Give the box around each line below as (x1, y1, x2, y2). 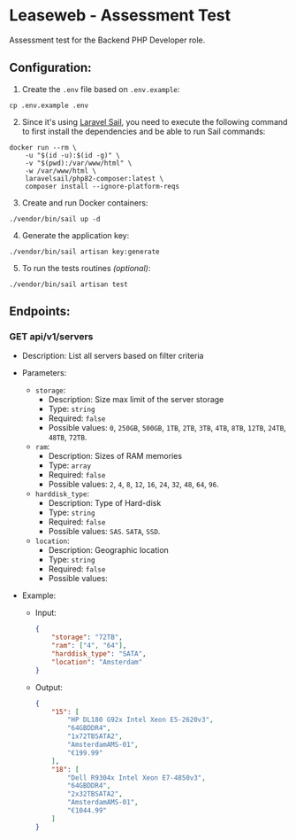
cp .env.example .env (9, 101, 89, 110)
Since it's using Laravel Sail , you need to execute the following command (21, 116, 288, 127)
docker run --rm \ (9, 143, 77, 152)
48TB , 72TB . (48, 432, 87, 443)
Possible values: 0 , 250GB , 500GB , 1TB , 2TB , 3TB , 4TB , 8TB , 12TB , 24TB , (48, 423, 287, 433)
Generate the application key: (21, 229, 130, 240)
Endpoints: (9, 304, 71, 319)
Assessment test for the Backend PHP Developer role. (9, 35, 206, 45)
